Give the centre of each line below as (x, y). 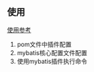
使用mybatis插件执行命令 (52, 61)
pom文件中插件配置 (44, 44)
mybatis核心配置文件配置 (52, 52)
